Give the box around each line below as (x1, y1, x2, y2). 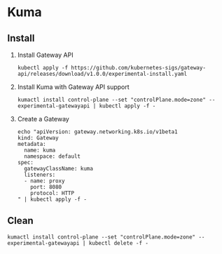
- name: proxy (24, 178, 65, 185)
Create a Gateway (17, 115, 70, 123)
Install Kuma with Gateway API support (17, 83, 130, 91)
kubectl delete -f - (88, 239, 149, 246)
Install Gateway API (17, 51, 74, 59)
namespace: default (24, 153, 81, 160)
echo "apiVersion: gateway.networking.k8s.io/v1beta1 (17, 128, 178, 135)
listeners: (24, 171, 56, 178)
